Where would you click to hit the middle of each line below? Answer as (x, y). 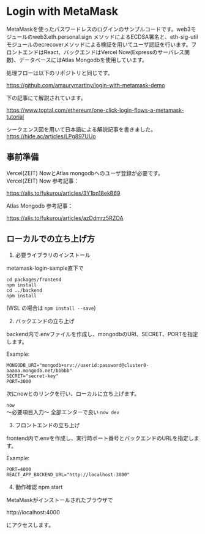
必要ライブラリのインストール (53, 255)
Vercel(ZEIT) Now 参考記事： (43, 181)
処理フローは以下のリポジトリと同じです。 (60, 73)
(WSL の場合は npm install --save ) (51, 308)
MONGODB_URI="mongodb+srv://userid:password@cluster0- (78, 365)
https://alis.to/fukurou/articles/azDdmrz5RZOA (65, 218)
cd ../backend (24, 290)
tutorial (15, 116)
